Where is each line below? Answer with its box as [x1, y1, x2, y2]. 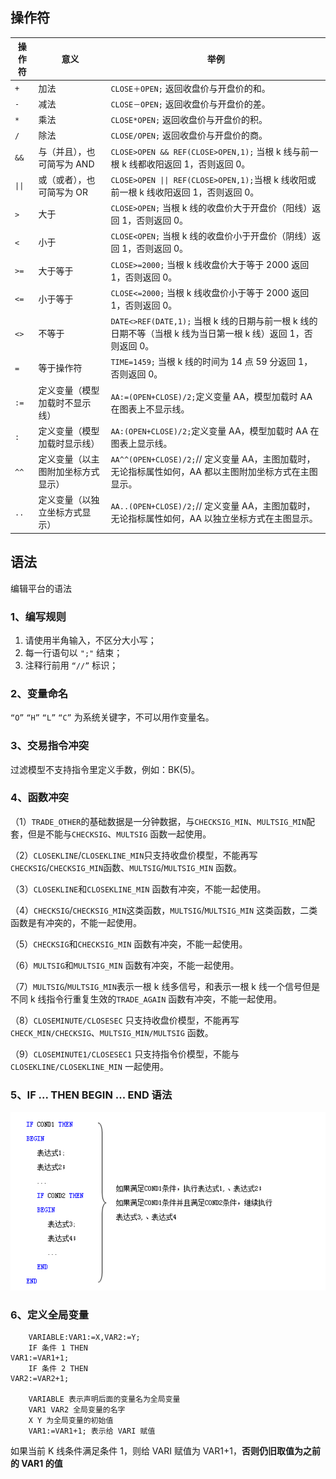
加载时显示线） [38, 437, 100, 449]
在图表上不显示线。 [110, 403, 190, 415]
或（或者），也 [38, 173, 96, 185]
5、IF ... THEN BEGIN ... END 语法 [10, 1088, 173, 1102]
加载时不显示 [38, 396, 92, 408]
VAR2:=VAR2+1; [10, 1374, 70, 1384]
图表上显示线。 [110, 437, 173, 449]
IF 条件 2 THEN [28, 1364, 89, 1374]
